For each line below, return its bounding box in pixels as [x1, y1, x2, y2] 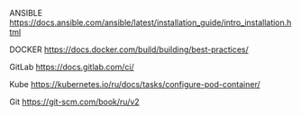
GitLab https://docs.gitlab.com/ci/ [9, 62, 135, 72]
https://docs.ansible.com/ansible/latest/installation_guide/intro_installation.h [9, 17, 292, 28]
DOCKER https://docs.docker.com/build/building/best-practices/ [9, 44, 250, 55]
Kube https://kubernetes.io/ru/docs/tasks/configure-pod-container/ [9, 79, 260, 89]
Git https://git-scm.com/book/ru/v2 [9, 96, 140, 107]
